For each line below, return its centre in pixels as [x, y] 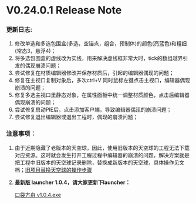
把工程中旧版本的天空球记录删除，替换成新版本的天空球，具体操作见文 [99, 162]
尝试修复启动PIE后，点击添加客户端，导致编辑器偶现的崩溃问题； [93, 110]
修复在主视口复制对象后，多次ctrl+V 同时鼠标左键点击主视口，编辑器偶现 [102, 81]
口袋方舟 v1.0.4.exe [38, 195]
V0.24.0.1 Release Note [64, 10]
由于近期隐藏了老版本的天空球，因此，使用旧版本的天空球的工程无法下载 [102, 148]
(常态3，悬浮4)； [35, 51]
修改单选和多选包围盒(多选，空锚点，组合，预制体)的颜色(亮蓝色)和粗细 [101, 44]
